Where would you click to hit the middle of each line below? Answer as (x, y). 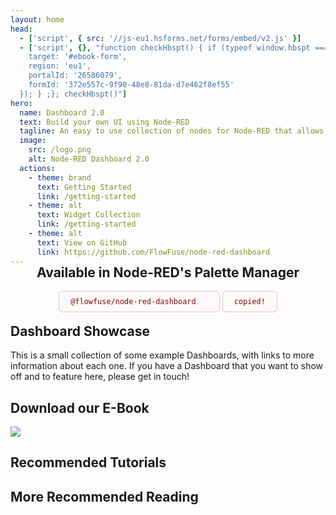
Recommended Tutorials (88, 462)
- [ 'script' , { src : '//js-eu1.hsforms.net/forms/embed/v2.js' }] (160, 38)
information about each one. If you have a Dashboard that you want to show (167, 366)
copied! (249, 302)
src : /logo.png (60, 150)
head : (21, 29)
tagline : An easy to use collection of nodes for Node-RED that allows (172, 131)
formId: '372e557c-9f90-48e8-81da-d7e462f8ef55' (131, 85)
